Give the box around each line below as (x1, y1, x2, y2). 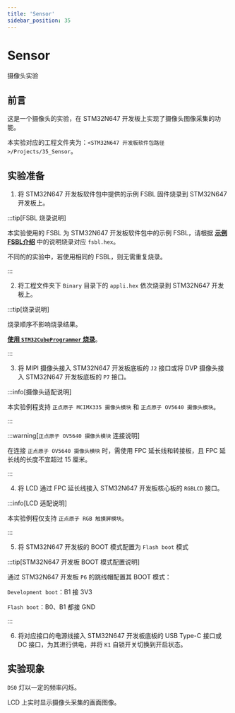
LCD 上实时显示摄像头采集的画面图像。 (7, 697, 121, 707)
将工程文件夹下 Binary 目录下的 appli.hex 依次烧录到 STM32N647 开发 (17, 281, 224, 290)
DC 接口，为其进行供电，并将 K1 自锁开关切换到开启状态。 (17, 640, 187, 649)
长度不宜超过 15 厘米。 (25, 455, 92, 464)
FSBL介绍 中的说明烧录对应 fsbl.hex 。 (7, 237, 120, 246)
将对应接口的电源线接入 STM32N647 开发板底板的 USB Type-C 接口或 (17, 632, 222, 640)
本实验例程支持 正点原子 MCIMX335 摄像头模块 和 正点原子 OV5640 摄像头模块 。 (7, 403, 220, 411)
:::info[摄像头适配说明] (7, 388, 72, 396)
